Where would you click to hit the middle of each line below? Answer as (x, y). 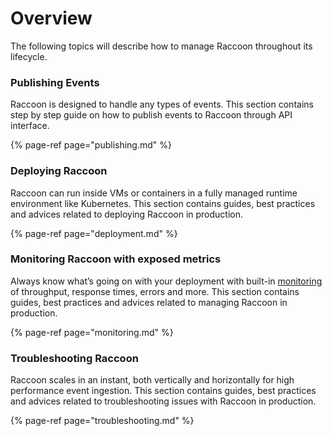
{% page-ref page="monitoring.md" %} (92, 332)
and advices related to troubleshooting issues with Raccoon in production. (163, 401)
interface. (30, 126)
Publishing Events (55, 82)
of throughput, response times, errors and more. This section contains (155, 291)
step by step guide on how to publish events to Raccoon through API (151, 115)
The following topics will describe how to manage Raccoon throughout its (161, 46)
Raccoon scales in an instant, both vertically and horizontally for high (152, 380)
